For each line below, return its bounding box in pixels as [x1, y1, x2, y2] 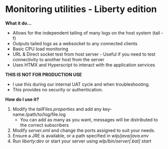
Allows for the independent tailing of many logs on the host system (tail [12, 30, 160, 36]
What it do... [5, 20, 32, 26]
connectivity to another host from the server [12, 56, 105, 62]
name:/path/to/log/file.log [12, 111, 66, 117]
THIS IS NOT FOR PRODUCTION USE [5, 71, 82, 77]
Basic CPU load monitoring [12, 46, 69, 52]
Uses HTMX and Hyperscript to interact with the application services [12, 62, 155, 68]
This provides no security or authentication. [12, 86, 103, 92]
